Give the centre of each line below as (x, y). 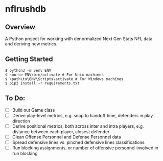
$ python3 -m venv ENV (28, 70)
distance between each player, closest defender (61, 131)
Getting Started (29, 59)
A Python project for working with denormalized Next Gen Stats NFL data (79, 39)
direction (21, 121)
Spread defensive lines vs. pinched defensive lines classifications (78, 142)
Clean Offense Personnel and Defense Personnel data (67, 137)
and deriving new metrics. (31, 44)
